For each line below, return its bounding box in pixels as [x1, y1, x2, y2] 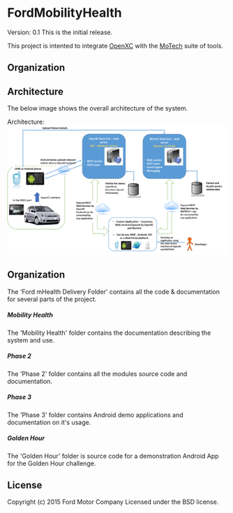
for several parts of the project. [7, 295, 97, 303]
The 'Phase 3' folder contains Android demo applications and [7, 410, 183, 419]
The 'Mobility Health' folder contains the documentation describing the [7, 328, 211, 337]
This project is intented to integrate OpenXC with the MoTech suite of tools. [7, 41, 223, 50]
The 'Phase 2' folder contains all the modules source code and [7, 369, 188, 378]
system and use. [7, 335, 54, 344]
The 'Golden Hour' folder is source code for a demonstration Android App [7, 451, 219, 460]
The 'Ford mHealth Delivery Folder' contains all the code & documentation [7, 287, 220, 296]
